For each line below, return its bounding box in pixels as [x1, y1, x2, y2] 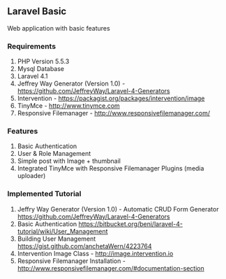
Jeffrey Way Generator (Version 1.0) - [17, 79, 126, 88]
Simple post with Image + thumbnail [17, 157, 121, 166]
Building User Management [17, 234, 96, 243]
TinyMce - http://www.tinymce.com [17, 102, 120, 110]
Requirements [7, 41, 56, 51]
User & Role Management [17, 150, 91, 158]
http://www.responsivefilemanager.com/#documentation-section [17, 264, 204, 272]
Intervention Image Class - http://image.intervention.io [17, 249, 174, 257]
